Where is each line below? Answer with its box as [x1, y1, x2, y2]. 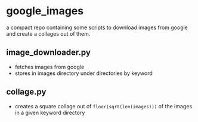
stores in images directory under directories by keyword [14, 70, 153, 77]
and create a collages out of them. [6, 30, 91, 37]
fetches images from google [14, 63, 85, 70]
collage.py [6, 87, 47, 97]
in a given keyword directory [14, 109, 85, 116]
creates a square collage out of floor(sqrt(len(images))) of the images [14, 102, 193, 110]
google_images [6, 4, 84, 18]
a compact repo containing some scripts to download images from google [6, 24, 188, 31]
